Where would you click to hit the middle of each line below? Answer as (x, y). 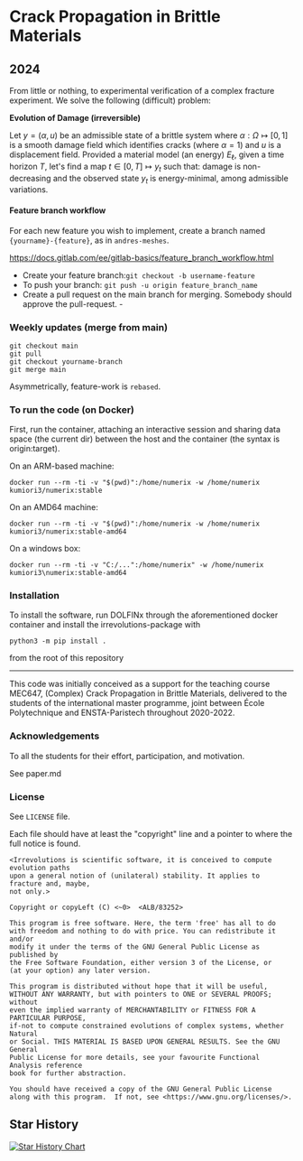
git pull (26, 354)
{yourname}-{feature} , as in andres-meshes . (89, 240)
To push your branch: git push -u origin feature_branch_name (140, 284)
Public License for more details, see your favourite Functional (134, 1058)
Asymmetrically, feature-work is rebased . (85, 386)
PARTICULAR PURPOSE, (48, 1018)
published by (34, 955)
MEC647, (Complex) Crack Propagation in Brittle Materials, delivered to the (148, 693)
